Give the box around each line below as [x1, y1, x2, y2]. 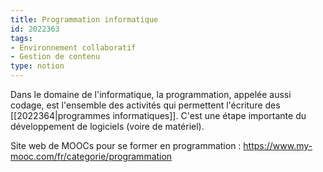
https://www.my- [243, 140, 313, 151]
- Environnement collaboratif [10, 42, 137, 53]
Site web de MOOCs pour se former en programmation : [10, 140, 242, 151]
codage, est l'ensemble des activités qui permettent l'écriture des [10, 99, 281, 111]
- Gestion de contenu [10, 52, 101, 62]
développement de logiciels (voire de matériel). [10, 121, 205, 132]
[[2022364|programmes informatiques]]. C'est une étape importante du [10, 110, 307, 121]
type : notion [10, 61, 65, 71]
